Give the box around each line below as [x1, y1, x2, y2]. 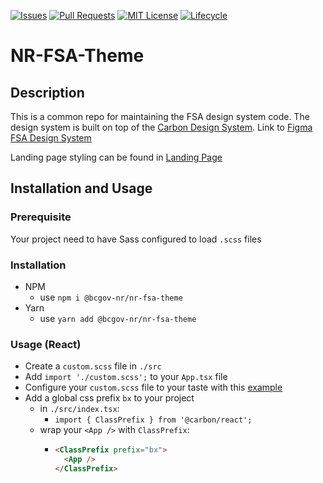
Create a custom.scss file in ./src [24, 360, 162, 372]
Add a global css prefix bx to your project [24, 392, 195, 404]
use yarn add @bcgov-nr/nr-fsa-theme [39, 312, 197, 324]
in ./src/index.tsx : [39, 403, 120, 415]
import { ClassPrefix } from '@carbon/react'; [54, 415, 253, 425]
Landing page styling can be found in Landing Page [10, 151, 223, 163]
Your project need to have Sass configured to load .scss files [10, 233, 262, 245]
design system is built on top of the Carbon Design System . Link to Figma [10, 121, 313, 133]
